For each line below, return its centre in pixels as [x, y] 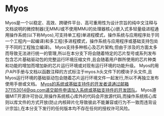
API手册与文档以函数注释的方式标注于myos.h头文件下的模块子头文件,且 [81, 71]
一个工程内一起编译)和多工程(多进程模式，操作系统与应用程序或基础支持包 [80, 41]
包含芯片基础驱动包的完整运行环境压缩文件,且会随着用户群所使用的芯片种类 [81, 59]
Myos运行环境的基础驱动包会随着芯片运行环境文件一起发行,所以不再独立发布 [82, 78]
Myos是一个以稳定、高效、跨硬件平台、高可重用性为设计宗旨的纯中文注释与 [82, 23]
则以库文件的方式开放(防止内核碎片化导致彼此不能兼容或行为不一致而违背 [79, 102]
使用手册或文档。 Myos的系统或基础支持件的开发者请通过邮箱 [67, 84]
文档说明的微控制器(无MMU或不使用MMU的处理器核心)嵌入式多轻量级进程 [80, 29]
